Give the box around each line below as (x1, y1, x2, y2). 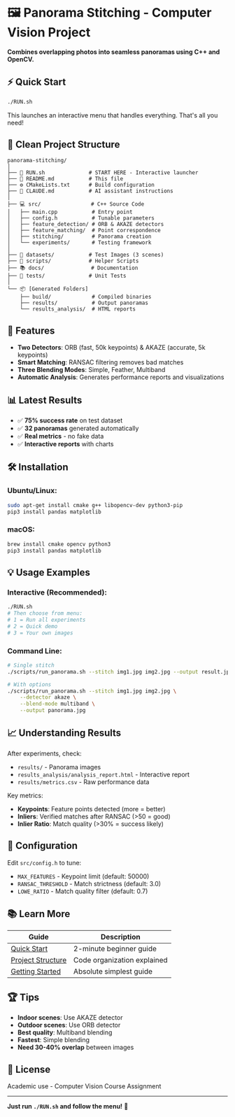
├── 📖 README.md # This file (7, 176, 124, 183)
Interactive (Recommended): (7, 588, 107, 597)
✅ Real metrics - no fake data (17, 432, 104, 441)
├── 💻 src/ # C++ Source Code (7, 201, 145, 208)
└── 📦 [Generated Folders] (7, 285, 89, 293)
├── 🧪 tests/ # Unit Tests (7, 273, 127, 280)
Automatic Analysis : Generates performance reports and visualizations (17, 373, 225, 381)
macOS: (7, 525, 35, 534)
